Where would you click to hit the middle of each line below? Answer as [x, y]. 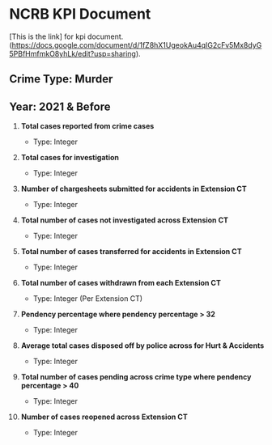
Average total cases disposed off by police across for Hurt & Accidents [142, 345]
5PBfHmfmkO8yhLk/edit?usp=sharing [73, 53]
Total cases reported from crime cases [87, 126]
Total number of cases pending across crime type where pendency [136, 377]
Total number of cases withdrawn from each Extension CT [121, 283]
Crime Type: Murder [61, 79]
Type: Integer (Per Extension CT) [88, 299]
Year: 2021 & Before [60, 106]
